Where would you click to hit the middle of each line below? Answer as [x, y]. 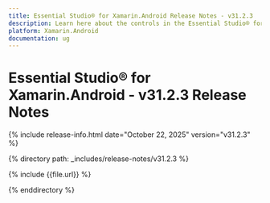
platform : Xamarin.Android [53, 31]
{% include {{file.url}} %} [50, 175]
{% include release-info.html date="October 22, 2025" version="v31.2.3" [129, 135]
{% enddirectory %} [41, 190]
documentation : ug [39, 38]
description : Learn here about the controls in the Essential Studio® [129, 23]
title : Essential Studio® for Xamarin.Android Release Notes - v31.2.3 [131, 16]
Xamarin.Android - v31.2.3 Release [127, 95]
